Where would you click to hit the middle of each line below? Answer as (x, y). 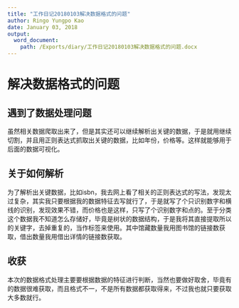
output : (19, 34)
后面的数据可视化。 (36, 149)
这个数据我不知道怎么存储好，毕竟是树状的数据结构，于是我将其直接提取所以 (119, 218)
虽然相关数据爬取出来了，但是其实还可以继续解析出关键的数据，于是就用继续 (119, 131)
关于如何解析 (36, 174)
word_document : (36, 41)
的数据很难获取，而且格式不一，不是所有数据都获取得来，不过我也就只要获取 (119, 288)
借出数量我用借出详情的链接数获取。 (73, 236)
